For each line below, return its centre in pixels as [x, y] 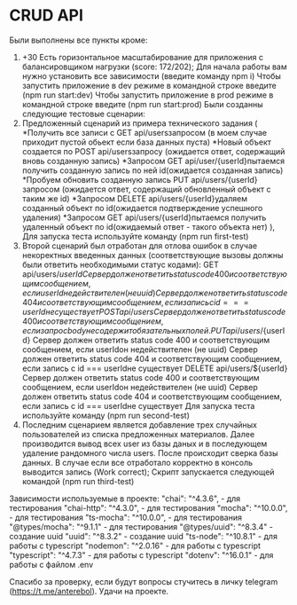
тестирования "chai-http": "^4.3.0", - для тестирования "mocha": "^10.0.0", [148, 507]
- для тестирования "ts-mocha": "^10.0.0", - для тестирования [125, 517]
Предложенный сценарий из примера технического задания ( [140, 123]
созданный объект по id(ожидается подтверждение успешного [142, 208]
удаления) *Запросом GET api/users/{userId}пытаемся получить [144, 217]
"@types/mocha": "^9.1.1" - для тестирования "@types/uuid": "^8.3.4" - [141, 526]
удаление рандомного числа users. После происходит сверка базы [150, 452]
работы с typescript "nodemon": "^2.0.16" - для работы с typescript [135, 546]
